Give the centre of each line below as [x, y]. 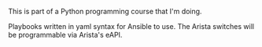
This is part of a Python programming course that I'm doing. [105, 11]
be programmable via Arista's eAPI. [65, 35]
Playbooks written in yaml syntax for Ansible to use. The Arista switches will [131, 26]
